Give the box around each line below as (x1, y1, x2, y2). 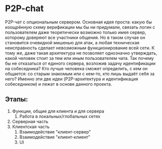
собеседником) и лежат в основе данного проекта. (5, 81, 112, 87)
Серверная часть (12, 118, 49, 124)
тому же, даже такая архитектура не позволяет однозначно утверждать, (5, 50, 157, 56)
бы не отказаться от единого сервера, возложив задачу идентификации (5, 60, 156, 66)
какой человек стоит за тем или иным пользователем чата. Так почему (5, 55, 154, 61)
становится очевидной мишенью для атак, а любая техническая (5, 39, 140, 45)
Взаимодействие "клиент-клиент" (19, 134, 90, 140)
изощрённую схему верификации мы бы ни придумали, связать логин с (5, 24, 156, 30)
